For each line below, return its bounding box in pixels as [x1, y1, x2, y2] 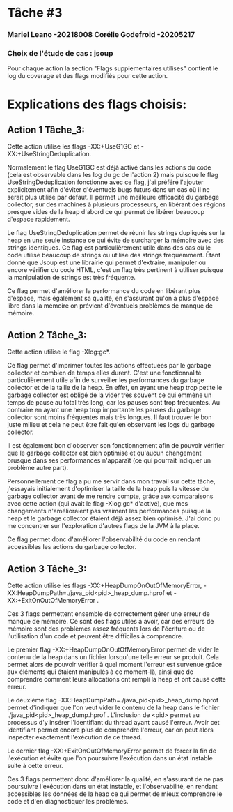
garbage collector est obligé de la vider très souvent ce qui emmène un [7, 391, 212, 399]
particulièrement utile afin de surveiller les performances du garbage [7, 376, 204, 384]
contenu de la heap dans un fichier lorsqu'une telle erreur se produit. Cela [7, 653, 219, 661]
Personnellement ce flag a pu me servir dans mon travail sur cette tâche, [7, 477, 216, 486]
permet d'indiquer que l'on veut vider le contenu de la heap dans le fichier [7, 703, 220, 712]
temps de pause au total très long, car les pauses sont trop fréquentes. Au [7, 398, 220, 407]
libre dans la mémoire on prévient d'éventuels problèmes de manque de [7, 301, 214, 310]
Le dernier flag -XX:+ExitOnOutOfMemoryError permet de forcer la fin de [7, 746, 217, 755]
